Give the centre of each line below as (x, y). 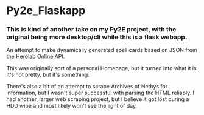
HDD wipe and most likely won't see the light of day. (72, 106)
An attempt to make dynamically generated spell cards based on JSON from (102, 50)
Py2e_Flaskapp (46, 11)
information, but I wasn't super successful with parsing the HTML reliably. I (100, 93)
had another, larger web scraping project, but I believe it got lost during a (98, 99)
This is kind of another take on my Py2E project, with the (91, 30)
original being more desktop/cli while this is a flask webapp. (97, 37)
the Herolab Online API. (36, 57)
